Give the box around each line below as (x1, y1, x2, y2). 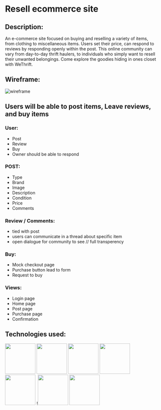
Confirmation (12, 316, 39, 322)
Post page (12, 306, 33, 311)
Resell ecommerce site (5, 3, 98, 15)
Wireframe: (5, 75, 40, 84)
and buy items (5, 110, 49, 119)
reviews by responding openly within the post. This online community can (5, 46, 153, 51)
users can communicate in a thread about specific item (12, 234, 122, 239)
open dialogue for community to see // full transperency (12, 239, 124, 245)
